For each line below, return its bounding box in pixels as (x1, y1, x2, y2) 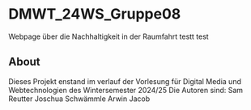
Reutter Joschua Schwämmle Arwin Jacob (8, 94, 151, 104)
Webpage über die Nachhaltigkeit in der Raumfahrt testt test (8, 32, 209, 41)
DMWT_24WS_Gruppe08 (8, 5, 181, 23)
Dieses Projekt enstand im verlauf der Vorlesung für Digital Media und (8, 76, 241, 86)
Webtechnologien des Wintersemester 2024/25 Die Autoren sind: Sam (8, 85, 244, 95)
